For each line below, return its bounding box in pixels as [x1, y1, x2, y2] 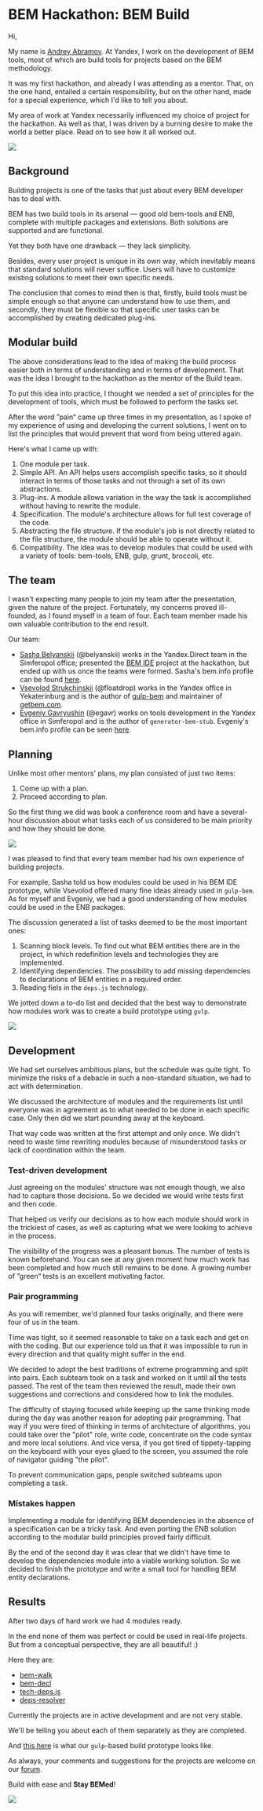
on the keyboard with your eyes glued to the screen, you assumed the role [8, 1446, 249, 1455]
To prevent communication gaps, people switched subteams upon [8, 1470, 222, 1479]
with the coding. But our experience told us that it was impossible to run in [8, 1341, 249, 1350]
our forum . [8, 1764, 42, 1773]
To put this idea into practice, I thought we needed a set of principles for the [8, 389, 254, 398]
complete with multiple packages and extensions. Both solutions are [8, 217, 229, 227]
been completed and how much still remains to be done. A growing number [8, 1263, 252, 1272]
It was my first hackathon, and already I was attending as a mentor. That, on [8, 79, 254, 88]
